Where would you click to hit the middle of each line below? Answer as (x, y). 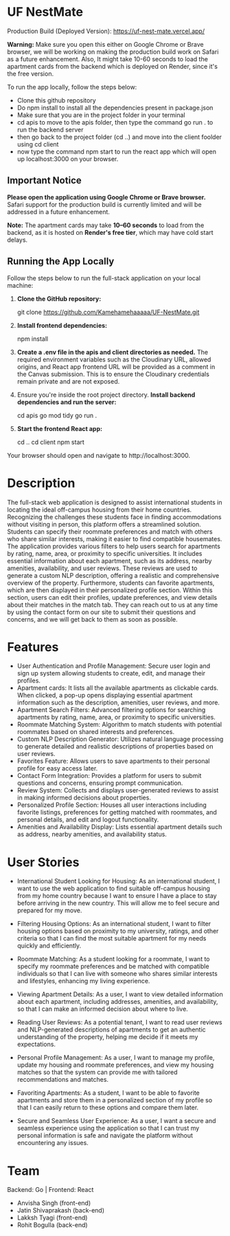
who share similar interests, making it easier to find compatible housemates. (115, 538)
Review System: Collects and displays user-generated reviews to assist (118, 790)
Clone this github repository (56, 100)
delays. (18, 240)
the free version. (30, 74)
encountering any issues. (53, 1143)
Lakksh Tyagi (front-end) (52, 1218)
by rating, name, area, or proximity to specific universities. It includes (105, 553)
